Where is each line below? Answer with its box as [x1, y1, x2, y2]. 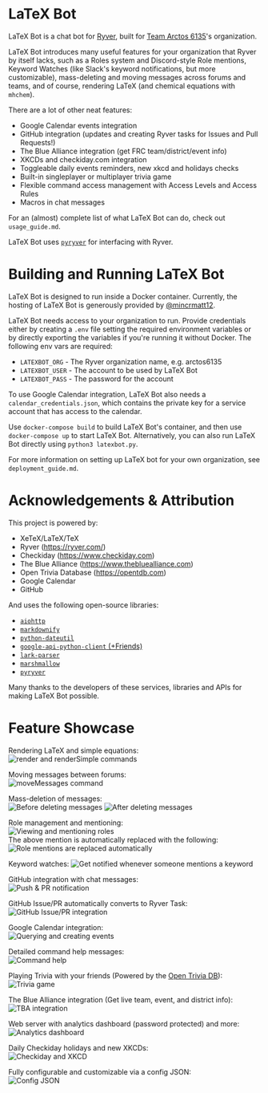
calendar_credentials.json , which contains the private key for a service [8, 398, 246, 408]
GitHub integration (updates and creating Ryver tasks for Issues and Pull [19, 129, 258, 139]
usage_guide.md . [8, 221, 62, 231]
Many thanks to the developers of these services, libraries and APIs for [8, 682, 242, 692]
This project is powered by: [8, 518, 98, 527]
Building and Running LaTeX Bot [8, 266, 225, 283]
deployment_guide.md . [8, 463, 79, 473]
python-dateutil [19, 634, 74, 642]
